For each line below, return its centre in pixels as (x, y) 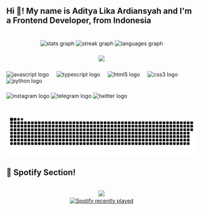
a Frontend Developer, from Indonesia (79, 21)
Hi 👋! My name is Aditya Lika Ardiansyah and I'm (99, 11)
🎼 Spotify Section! (41, 173)
